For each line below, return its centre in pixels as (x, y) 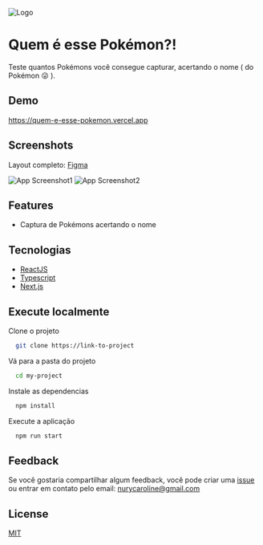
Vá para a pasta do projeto (52, 360)
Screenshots (41, 146)
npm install (36, 405)
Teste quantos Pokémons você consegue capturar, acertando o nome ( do (131, 67)
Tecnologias (40, 250)
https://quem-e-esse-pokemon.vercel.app (78, 120)
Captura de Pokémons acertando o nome (88, 225)
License (28, 514)
